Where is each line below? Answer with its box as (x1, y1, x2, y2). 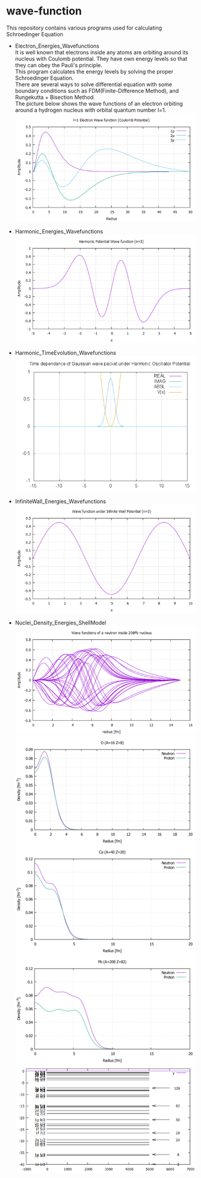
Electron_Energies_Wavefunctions (14, 42, 99, 49)
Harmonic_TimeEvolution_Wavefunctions (14, 349, 116, 356)
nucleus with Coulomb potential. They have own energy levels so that (14, 55, 188, 62)
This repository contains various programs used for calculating (6, 24, 162, 31)
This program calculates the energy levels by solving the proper (14, 68, 173, 75)
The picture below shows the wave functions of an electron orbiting (14, 100, 184, 107)
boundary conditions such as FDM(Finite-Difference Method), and (14, 87, 179, 94)
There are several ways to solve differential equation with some (14, 80, 173, 88)
